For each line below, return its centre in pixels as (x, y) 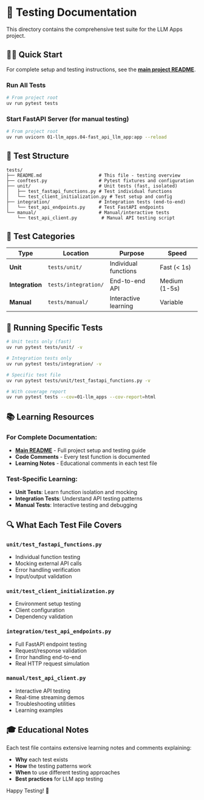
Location (76, 253)
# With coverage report (36, 392)
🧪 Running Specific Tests (55, 327)
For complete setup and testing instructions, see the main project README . (101, 69)
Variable (172, 302)
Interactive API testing (43, 691)
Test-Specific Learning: (42, 479)
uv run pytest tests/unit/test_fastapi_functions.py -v (78, 381)
